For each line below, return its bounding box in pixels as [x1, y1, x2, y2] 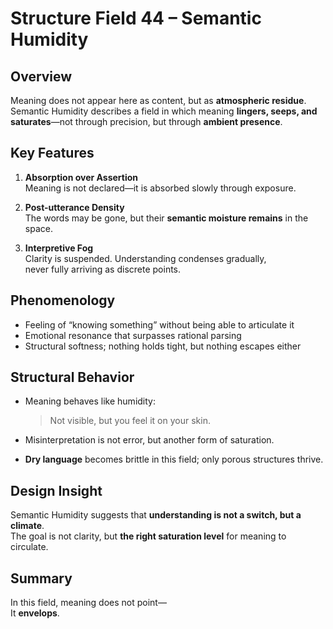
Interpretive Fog [24, 242, 94, 254]
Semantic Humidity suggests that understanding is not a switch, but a [10, 509, 302, 521]
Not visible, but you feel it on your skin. [49, 415, 211, 427]
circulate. [10, 541, 49, 553]
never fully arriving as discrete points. [24, 263, 182, 275]
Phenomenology [10, 292, 116, 309]
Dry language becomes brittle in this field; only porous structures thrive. [24, 453, 324, 466]
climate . [10, 520, 45, 532]
